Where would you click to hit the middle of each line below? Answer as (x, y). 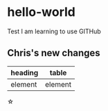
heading (25, 72)
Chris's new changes (54, 53)
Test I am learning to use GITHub (54, 31)
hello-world (42, 12)
